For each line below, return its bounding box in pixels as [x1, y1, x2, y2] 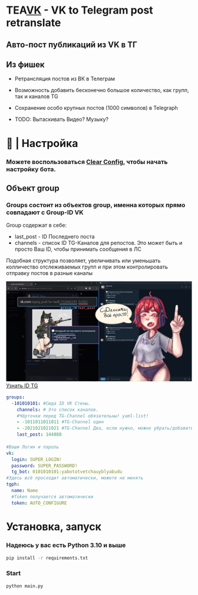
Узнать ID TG [6, 382, 38, 389]
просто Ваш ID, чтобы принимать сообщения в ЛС [14, 246, 141, 253]
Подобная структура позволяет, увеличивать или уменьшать [6, 257, 161, 264]
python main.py [6, 583, 44, 589]
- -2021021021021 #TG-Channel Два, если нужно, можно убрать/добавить [16, 426, 194, 431]
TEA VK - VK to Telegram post [6, 4, 153, 17]
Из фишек [6, 60, 45, 70]
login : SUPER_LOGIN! [11, 456, 62, 462]
